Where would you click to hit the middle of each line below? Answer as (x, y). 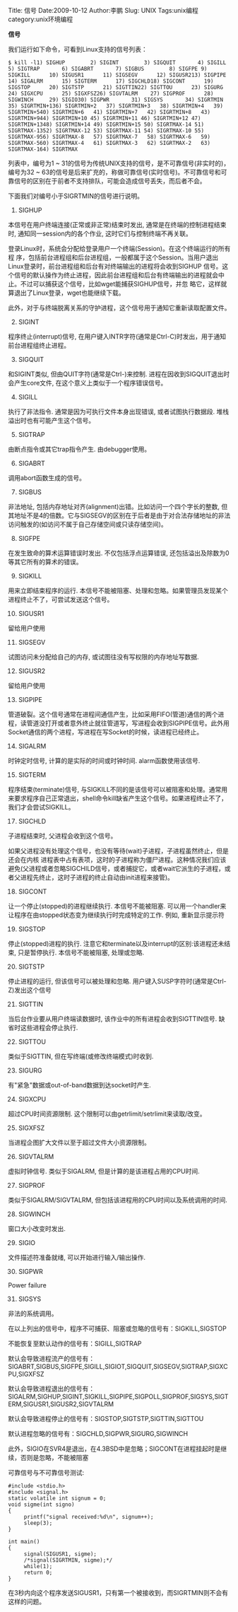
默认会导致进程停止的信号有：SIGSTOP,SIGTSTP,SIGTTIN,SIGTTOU (106, 1419)
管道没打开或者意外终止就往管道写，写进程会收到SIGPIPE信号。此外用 (128, 723)
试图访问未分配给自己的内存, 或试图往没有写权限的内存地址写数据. (104, 657)
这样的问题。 (26, 1601)
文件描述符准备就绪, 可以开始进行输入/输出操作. (77, 1257)
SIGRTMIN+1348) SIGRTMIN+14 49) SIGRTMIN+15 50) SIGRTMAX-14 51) (106, 124)
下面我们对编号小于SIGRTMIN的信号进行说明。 (76, 196)
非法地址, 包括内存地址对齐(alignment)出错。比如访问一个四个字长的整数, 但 (118, 507)
